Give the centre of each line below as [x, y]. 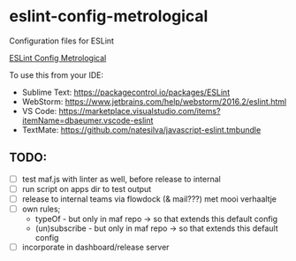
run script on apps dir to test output [87, 188]
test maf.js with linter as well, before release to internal [121, 179]
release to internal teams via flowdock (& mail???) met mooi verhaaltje [149, 199]
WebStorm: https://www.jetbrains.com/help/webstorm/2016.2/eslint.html [154, 101]
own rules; [41, 209]
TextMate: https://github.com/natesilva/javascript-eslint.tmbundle [141, 129]
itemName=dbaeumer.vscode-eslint [87, 120]
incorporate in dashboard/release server [95, 247]
